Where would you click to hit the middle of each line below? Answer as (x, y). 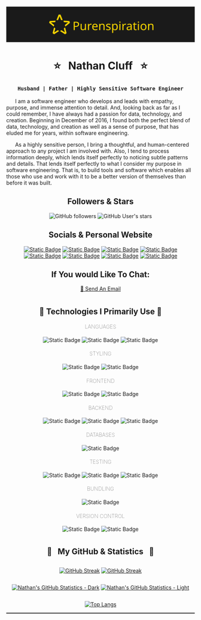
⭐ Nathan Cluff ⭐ (100, 66)
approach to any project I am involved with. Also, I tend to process (88, 151)
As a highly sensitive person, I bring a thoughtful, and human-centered (102, 144)
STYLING (100, 353)
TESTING (100, 462)
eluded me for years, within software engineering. (68, 133)
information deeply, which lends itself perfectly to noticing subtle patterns (97, 157)
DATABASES (100, 435)
